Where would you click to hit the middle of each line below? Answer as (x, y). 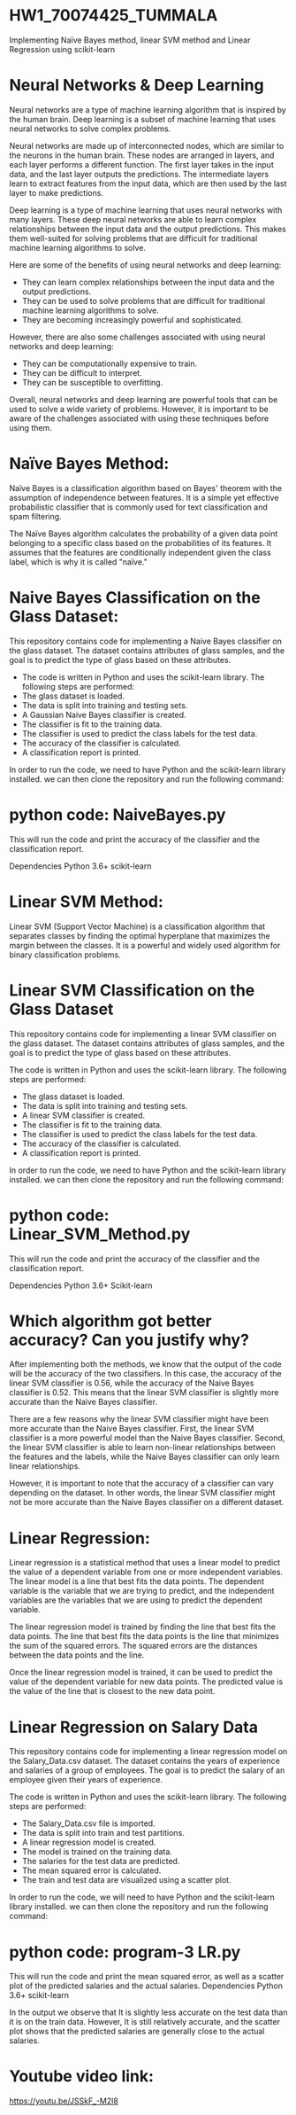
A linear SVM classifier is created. (83, 1115)
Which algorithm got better (110, 1321)
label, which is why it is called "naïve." (79, 562)
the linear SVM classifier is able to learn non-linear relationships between (142, 1448)
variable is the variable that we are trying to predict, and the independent (142, 1591)
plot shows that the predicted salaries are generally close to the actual (137, 2032)
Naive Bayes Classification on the (135, 597)
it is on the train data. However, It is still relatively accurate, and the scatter (145, 2022)
